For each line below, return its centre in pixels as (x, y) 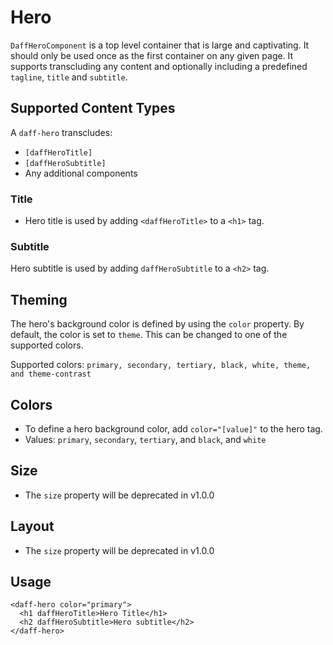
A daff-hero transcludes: (61, 132)
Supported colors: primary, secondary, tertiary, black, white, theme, (161, 365)
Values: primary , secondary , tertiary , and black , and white (145, 439)
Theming (39, 299)
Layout (32, 526)
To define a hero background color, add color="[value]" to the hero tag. (173, 428)
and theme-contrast (51, 374)
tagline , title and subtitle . (69, 77)
